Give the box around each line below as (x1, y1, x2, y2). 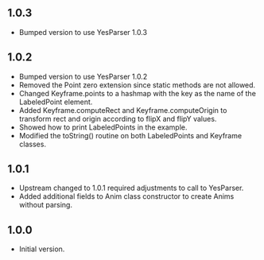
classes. (18, 139, 47, 149)
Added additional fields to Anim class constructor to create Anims (18, 192, 235, 201)
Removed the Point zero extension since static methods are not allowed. (18, 80, 256, 90)
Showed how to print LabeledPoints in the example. (18, 122, 188, 132)
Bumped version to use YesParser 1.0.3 (18, 27, 148, 37)
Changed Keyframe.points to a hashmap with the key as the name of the (18, 88, 256, 98)
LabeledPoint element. (18, 97, 93, 107)
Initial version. (18, 244, 65, 254)
